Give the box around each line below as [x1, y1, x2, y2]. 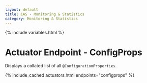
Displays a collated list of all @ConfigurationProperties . [5, 63, 117, 69]
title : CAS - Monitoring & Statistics [5, 12, 85, 17]
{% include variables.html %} [5, 30, 64, 36]
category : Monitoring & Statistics [5, 16, 78, 21]
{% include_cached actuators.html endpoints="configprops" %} [5, 72, 135, 78]
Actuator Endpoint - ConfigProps [5, 47, 143, 58]
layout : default [5, 7, 38, 12]
